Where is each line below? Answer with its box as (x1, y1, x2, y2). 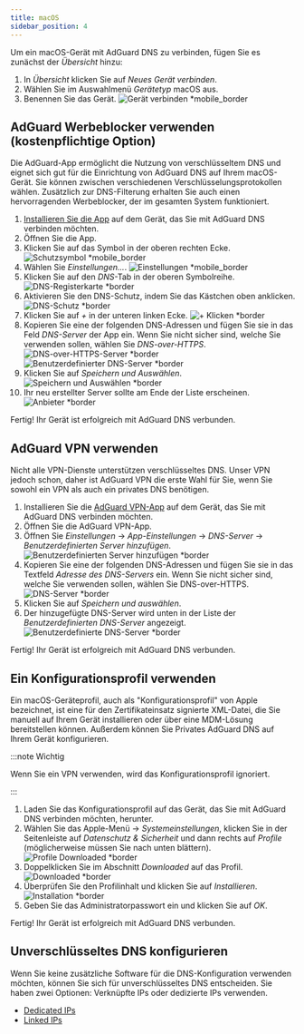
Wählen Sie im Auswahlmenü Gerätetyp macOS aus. (23, 83, 219, 94)
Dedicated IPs (23, 1004, 76, 1016)
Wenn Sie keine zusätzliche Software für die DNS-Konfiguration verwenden (10, 968, 292, 979)
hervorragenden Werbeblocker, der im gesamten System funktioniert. (10, 196, 270, 207)
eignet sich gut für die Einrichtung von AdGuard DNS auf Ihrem (10, 167, 245, 178)
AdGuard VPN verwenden (10, 441, 159, 456)
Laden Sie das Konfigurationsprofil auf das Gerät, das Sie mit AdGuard (23, 804, 286, 815)
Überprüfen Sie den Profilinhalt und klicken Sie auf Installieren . (23, 881, 258, 892)
